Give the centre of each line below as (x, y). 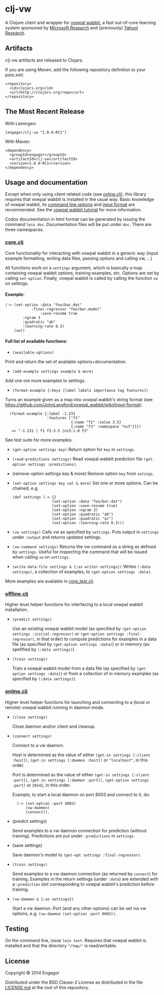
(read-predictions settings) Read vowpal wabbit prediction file (77, 459)
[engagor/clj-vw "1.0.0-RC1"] (36, 132)
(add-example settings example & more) (53, 372)
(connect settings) (32, 736)
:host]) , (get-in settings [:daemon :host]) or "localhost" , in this (80, 760)
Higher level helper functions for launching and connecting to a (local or (78, 702)
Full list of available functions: (36, 341)
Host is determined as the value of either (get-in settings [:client (81, 755)
